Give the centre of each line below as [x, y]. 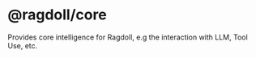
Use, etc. [23, 45]
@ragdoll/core [57, 15]
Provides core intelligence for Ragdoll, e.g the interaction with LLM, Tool [128, 37]
